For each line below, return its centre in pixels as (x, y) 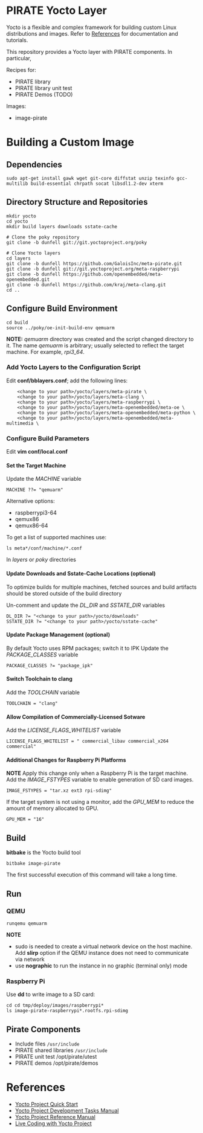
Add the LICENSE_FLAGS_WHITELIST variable (64, 730)
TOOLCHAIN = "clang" (32, 703)
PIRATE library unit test (43, 88)
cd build (17, 323)
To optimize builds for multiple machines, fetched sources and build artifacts (101, 587)
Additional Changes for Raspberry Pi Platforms (66, 760)
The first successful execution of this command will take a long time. (92, 875)
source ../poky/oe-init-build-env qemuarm (60, 328)
